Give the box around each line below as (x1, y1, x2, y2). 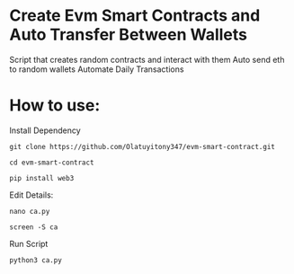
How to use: (9, 95, 101, 116)
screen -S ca (9, 222, 58, 232)
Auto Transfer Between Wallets (9, 24, 248, 45)
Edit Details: (9, 190, 54, 200)
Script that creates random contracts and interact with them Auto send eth (9, 54, 285, 65)
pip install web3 (9, 173, 75, 182)
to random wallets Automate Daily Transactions (9, 64, 184, 75)
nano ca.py (9, 207, 50, 216)
